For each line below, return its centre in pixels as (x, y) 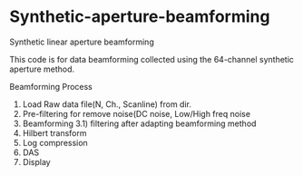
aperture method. (42, 69)
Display (37, 161)
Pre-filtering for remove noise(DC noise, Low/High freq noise (137, 113)
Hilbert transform (55, 132)
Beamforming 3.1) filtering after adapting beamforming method (139, 123)
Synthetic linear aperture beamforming (82, 42)
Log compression (55, 142)
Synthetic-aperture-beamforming (140, 17)
